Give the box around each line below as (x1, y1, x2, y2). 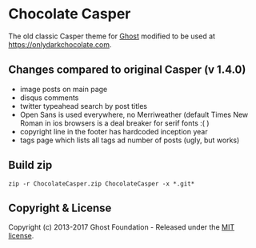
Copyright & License (8, 201, 112, 214)
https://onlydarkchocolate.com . (8, 39, 112, 49)
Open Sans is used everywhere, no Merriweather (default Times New (19, 110, 249, 119)
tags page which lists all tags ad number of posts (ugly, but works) (19, 135, 240, 145)
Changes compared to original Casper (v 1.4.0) (8, 63, 246, 77)
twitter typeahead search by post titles (19, 101, 148, 110)
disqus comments (19, 93, 79, 102)
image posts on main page (19, 84, 108, 94)
